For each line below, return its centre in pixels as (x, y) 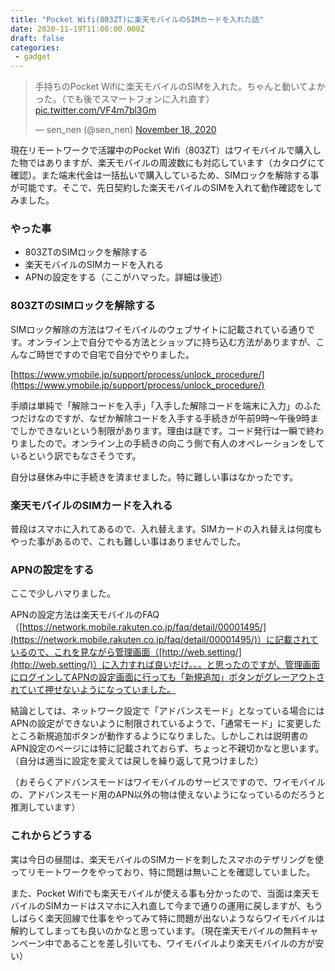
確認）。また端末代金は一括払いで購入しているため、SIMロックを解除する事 (165, 175)
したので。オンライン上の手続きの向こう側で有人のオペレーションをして (176, 443)
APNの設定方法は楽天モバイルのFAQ (85, 615)
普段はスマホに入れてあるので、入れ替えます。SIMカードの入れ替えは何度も (166, 529)
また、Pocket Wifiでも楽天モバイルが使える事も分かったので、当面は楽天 (161, 893)
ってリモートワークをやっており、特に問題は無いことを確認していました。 (163, 872)
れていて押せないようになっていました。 (93, 690)
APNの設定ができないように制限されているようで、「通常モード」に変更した (166, 723)
